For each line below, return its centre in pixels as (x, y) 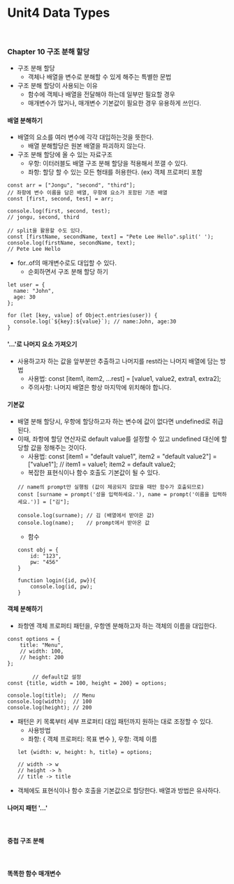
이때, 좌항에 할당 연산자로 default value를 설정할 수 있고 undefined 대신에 (118, 439)
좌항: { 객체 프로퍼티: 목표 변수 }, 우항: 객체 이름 (92, 739)
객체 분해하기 (25, 609)
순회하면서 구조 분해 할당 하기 (68, 272)
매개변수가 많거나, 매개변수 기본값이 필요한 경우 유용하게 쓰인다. (114, 103)
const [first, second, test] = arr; (60, 199)
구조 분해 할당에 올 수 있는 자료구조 (65, 154)
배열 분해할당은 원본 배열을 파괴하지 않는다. (87, 146)
